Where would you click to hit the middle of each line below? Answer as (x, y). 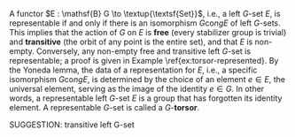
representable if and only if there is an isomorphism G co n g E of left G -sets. (145, 23)
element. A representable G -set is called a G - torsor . (105, 107)
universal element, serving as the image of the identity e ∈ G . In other (137, 89)
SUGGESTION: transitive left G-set (72, 125)
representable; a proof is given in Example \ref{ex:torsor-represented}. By (144, 61)
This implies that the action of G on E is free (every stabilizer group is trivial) (148, 32)
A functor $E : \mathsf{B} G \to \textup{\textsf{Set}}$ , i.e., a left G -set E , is (145, 14)
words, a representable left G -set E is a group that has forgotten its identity (146, 98)
